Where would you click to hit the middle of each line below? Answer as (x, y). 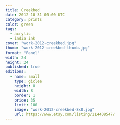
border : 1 (25, 95)
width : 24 (16, 57)
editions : (16, 72)
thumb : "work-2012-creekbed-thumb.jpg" (48, 48)
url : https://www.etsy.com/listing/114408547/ (65, 115)
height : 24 (17, 62)
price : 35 (25, 100)
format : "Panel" (22, 53)
